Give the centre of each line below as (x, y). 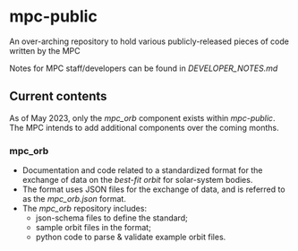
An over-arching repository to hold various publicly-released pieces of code (149, 41)
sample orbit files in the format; (94, 228)
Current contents (58, 96)
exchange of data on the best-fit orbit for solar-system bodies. (137, 180)
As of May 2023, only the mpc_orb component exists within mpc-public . (142, 117)
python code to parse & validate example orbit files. (131, 237)
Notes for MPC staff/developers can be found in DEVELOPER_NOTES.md (144, 68)
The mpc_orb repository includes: (85, 209)
